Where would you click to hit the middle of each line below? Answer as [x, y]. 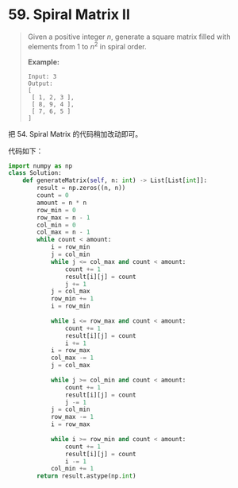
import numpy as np [40, 166]
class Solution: [35, 173]
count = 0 [53, 196]
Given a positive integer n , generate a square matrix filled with [129, 37]
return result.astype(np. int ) [86, 476]
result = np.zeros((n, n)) [81, 188]
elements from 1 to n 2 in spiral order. [87, 45]
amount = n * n [62, 203]
